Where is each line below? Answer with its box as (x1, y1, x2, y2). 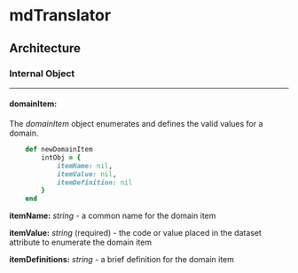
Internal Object (9, 67, 75, 80)
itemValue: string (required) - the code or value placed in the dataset (9, 228, 262, 238)
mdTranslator (9, 5, 112, 26)
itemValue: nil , (56, 169, 117, 178)
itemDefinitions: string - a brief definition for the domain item (9, 254, 235, 265)
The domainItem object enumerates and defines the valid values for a (9, 119, 263, 129)
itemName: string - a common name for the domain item (9, 210, 216, 222)
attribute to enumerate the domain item (9, 237, 153, 248)
